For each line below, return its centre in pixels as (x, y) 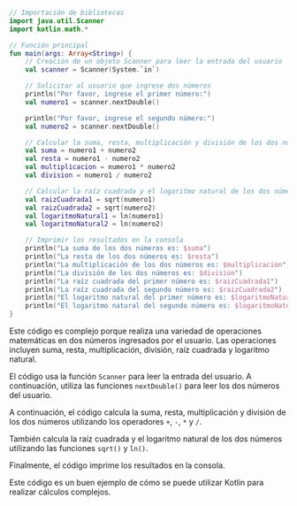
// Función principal (49, 45)
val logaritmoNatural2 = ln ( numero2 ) (95, 224)
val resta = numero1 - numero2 (83, 159)
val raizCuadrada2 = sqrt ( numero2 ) (91, 208)
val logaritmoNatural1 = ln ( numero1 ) (95, 216)
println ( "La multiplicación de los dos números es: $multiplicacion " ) (158, 264)
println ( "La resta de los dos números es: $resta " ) (122, 257)
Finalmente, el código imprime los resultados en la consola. (117, 465)
